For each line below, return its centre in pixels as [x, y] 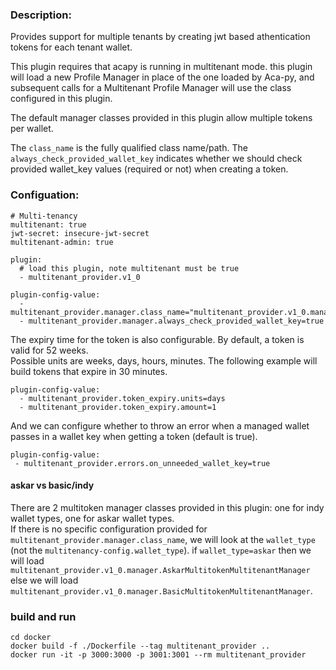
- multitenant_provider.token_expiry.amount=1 [118, 407]
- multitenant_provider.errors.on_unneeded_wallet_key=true [142, 463]
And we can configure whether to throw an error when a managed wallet [160, 425]
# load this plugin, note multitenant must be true [129, 268]
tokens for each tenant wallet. [71, 47]
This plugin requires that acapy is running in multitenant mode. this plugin [161, 67]
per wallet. [32, 129]
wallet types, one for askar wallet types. [92, 518]
